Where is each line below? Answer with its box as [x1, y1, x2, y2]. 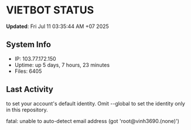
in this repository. [6, 106, 48, 113]
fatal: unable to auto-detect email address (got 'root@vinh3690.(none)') [6, 117, 180, 124]
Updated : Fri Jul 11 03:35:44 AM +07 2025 [6, 23, 110, 30]
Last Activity [6, 85, 54, 94]
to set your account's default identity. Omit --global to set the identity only [6, 100, 186, 107]
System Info [6, 40, 52, 50]
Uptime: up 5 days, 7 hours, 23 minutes [14, 61, 110, 68]
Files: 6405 [14, 68, 42, 75]
